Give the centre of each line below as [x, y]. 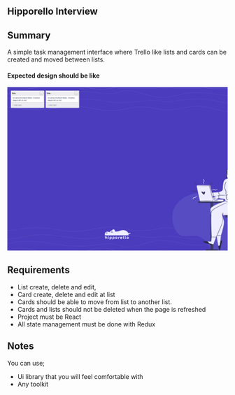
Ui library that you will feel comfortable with [80, 376]
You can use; [26, 363]
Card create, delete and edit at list [66, 294]
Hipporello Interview [52, 12]
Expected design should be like [54, 76]
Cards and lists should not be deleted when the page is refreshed [112, 309]
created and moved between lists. [56, 59]
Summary [29, 35]
